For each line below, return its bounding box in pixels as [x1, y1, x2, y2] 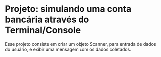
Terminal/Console [5, 25, 81, 36]
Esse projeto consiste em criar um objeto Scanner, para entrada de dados [5, 41, 156, 47]
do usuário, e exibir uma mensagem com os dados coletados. [5, 46, 132, 52]
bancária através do [5, 14, 89, 25]
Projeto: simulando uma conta [5, 3, 132, 15]
